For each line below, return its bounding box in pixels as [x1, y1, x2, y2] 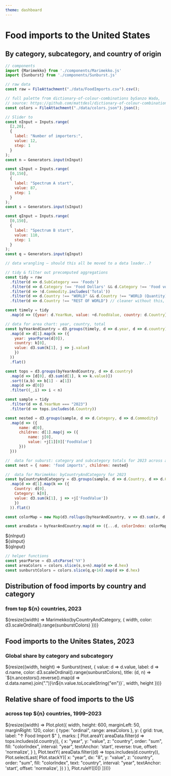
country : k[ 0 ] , [14, 340, 47, 346]
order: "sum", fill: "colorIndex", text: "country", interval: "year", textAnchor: [5, 760, 161, 766]
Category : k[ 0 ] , [14, 491, 49, 496]
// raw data [5, 82, 31, 87]
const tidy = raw [5, 274, 42, 280]
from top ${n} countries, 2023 [5, 605, 82, 612]
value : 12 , [14, 138, 38, 143]
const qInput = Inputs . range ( [5, 214, 70, 219]
